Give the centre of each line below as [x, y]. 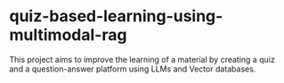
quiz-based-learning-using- [116, 16]
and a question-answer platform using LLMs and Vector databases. [133, 69]
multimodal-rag [68, 35]
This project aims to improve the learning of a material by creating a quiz [142, 59]
